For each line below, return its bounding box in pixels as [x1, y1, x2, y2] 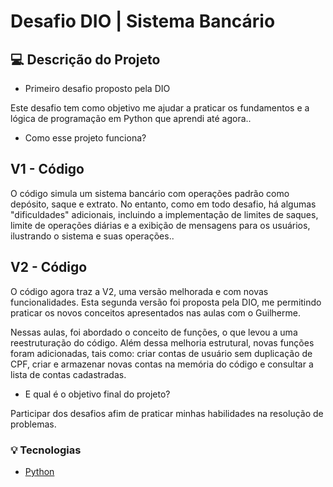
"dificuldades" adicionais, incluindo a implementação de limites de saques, [10, 208, 319, 220]
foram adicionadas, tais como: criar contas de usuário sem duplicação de [10, 347, 313, 359]
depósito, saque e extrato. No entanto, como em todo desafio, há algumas [10, 198, 317, 210]
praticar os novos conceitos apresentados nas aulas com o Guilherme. [10, 306, 301, 319]
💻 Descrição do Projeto [10, 51, 161, 68]
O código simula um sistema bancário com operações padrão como [10, 187, 290, 199]
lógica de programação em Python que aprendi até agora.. [10, 113, 252, 124]
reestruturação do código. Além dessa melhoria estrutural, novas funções [10, 336, 315, 349]
